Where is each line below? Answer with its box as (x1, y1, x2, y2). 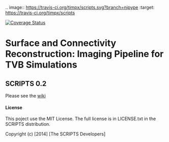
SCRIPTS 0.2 (5, 79, 47, 88)
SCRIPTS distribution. (5, 121, 51, 127)
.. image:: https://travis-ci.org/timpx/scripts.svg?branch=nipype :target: (5, 5, 155, 10)
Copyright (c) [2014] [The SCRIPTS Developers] (5, 131, 106, 137)
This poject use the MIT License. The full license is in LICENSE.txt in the (5, 116, 156, 122)
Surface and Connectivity (5, 38, 117, 49)
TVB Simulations (5, 59, 77, 71)
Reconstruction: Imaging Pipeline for (5, 48, 164, 60)
